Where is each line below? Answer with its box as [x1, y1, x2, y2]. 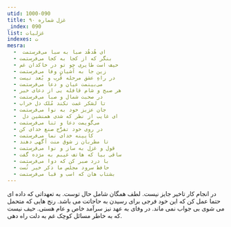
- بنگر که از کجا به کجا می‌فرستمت [13, 55, 112, 62]
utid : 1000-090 [7, 10, 51, 17]
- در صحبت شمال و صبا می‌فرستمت [13, 94, 103, 101]
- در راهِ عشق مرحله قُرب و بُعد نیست [13, 74, 116, 81]
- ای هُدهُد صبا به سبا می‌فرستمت [13, 49, 107, 56]
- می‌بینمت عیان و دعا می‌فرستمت [13, 81, 103, 88]
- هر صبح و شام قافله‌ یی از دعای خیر [13, 87, 122, 94]
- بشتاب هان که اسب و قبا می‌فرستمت [13, 170, 116, 177]
